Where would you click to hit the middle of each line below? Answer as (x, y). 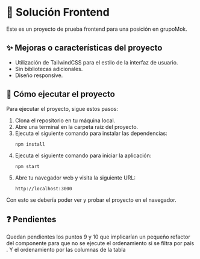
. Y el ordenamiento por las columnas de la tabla (66, 250)
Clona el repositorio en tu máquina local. (65, 120)
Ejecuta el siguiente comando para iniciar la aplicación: (83, 155)
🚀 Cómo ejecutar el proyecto (61, 94)
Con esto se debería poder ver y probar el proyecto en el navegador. (91, 200)
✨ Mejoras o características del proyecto (84, 48)
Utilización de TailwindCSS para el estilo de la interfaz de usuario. (96, 62)
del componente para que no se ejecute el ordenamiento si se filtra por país (100, 243)
